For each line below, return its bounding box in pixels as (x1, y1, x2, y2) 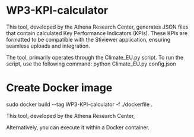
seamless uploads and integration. (6, 42, 90, 49)
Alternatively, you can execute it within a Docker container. (6, 123, 150, 131)
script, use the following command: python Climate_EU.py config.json (6, 60, 176, 67)
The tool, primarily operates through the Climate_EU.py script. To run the (6, 54, 184, 61)
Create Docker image (6, 81, 113, 95)
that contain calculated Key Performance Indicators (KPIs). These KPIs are (6, 29, 188, 36)
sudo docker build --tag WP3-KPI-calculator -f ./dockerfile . (6, 101, 153, 108)
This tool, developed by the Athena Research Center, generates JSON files (6, 23, 189, 30)
